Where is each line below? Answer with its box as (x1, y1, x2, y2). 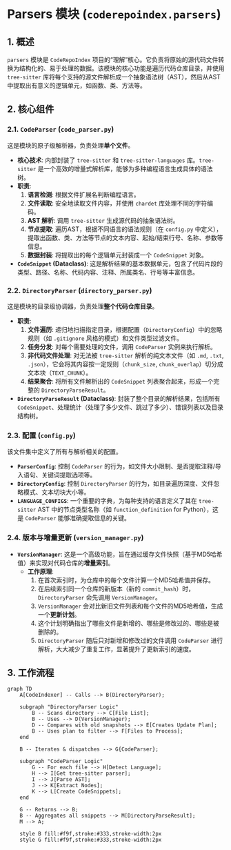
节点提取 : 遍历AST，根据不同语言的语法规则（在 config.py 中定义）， (27, 225, 223, 233)
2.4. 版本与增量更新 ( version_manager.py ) (7, 533, 144, 542)
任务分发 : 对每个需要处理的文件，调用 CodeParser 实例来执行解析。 (27, 342, 217, 350)
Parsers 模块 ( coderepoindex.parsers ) (7, 6, 222, 22)
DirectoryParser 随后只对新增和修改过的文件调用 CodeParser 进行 (37, 636, 223, 644)
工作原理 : (27, 567, 54, 575)
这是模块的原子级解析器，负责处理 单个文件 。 (7, 141, 134, 149)
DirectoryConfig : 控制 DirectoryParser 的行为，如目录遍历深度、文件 (17, 480, 214, 488)
